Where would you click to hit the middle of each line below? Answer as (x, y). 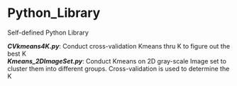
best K (17, 54)
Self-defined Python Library (48, 32)
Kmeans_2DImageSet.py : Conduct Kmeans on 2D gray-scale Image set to (117, 61)
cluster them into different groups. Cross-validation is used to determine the (118, 68)
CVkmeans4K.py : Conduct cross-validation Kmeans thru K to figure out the (119, 46)
